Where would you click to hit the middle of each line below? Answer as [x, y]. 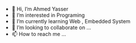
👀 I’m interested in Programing [48, 15]
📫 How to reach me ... [39, 34]
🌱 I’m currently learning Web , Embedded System [71, 21]
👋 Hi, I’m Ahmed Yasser [40, 9]
